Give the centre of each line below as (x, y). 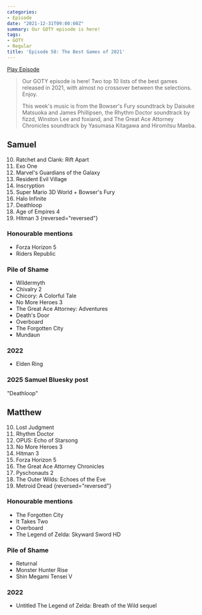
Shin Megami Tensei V (44, 576)
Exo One (27, 166)
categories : (22, 12)
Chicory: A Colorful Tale (46, 296)
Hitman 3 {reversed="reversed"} (57, 218)
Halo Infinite (31, 198)
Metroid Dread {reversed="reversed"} (64, 486)
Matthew (24, 413)
